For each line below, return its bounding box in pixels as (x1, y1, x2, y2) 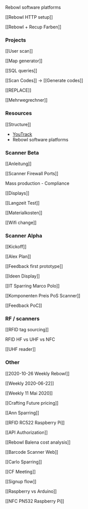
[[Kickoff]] (5, 244, 27, 250)
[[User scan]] (5, 48, 33, 54)
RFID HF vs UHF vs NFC (5, 336, 55, 342)
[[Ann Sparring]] (5, 410, 39, 416)
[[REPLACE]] (5, 87, 32, 93)
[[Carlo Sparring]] (5, 458, 42, 465)
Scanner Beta (5, 149, 39, 156)
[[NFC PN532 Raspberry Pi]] (5, 498, 64, 504)
